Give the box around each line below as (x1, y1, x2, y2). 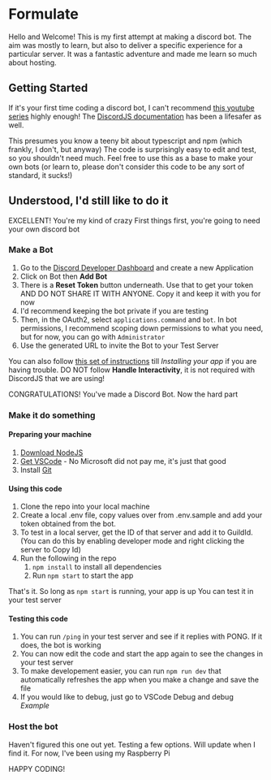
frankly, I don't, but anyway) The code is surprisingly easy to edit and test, (8, 144, 257, 154)
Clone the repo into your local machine (19, 501, 150, 512)
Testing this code (8, 613, 69, 623)
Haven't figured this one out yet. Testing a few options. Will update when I (8, 739, 256, 749)
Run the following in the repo (19, 553, 117, 563)
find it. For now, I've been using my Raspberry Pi (8, 748, 170, 758)
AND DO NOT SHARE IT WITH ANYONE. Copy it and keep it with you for (19, 288, 261, 298)
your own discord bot (8, 224, 80, 234)
